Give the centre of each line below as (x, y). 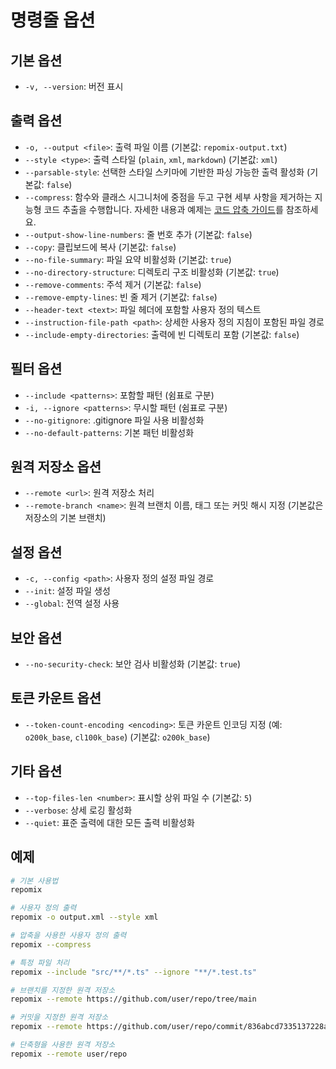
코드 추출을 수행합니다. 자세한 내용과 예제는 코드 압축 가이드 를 (163, 209)
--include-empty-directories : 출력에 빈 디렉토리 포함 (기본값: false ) (162, 334)
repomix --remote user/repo (69, 1054)
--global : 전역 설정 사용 (72, 603)
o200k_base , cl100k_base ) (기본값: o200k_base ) (117, 737)
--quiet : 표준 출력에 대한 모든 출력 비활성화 (109, 822)
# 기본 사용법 (34, 881)
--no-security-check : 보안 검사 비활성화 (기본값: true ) (133, 664)
